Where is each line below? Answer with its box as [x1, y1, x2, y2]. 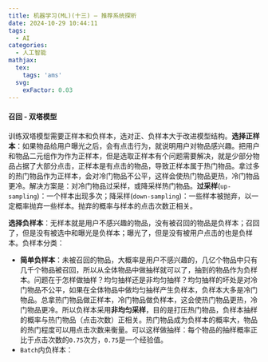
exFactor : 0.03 [22, 86, 73, 94]
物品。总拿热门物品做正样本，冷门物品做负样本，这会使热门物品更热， [19, 295, 251, 304]
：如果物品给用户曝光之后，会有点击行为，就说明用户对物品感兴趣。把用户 [15, 141, 260, 150]
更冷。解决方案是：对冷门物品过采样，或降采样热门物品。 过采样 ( [8, 181, 221, 190]
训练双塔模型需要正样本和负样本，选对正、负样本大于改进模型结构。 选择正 [8, 131, 253, 141]
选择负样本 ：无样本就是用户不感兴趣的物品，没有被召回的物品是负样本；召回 [8, 217, 260, 228]
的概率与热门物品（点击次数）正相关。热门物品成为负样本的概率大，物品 [19, 315, 258, 324]
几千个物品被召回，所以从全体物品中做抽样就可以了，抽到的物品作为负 [19, 265, 251, 274]
